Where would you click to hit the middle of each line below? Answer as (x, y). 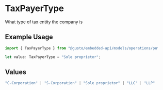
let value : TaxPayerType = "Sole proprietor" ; (53, 57)
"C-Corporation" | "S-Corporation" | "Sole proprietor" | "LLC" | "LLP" (80, 83)
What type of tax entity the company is (44, 22)
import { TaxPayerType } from (36, 48)
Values (16, 72)
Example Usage (29, 37)
